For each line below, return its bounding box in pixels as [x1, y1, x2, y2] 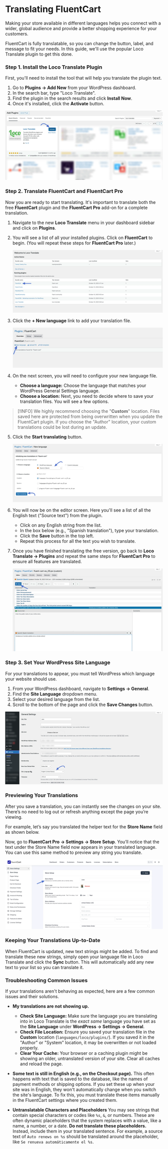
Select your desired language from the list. [12, 696, 100, 702]
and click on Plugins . [12, 224, 56, 231]
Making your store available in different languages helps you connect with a [5, 20, 161, 26]
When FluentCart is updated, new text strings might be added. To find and [5, 948, 158, 954]
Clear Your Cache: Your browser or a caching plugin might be [19, 1050, 148, 1056]
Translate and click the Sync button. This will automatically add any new [5, 959, 154, 965]
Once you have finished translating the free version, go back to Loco [12, 548, 154, 554]
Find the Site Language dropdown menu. [12, 691, 97, 697]
